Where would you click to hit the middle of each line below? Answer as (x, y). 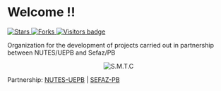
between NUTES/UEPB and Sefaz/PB (61, 52)
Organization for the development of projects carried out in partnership (110, 45)
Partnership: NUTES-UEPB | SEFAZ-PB (64, 79)
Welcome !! (41, 12)
